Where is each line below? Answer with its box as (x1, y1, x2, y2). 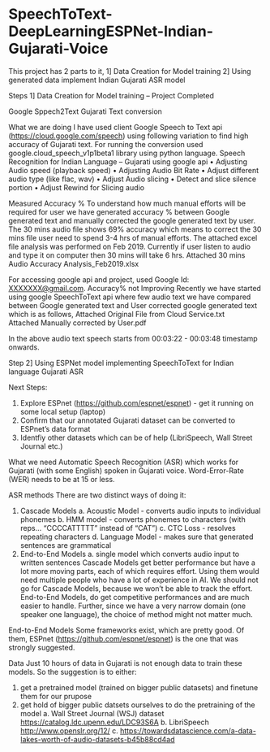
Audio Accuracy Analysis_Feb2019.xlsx (8, 259, 139, 268)
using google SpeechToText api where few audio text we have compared (8, 292, 251, 302)
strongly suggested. (8, 642, 75, 652)
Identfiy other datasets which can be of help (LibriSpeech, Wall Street (19, 433, 253, 442)
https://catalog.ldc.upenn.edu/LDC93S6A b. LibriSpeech (19, 717, 209, 727)
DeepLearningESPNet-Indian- (8, 22, 213, 41)
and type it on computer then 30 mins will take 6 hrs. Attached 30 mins (8, 250, 246, 260)
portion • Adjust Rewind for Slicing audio (8, 182, 144, 192)
